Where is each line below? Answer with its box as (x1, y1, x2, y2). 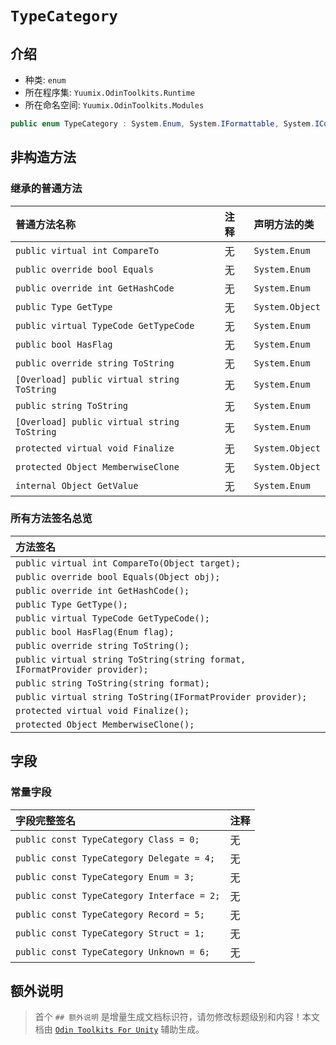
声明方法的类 (253, 217, 315, 231)
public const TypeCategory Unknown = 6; (15, 946, 210, 957)
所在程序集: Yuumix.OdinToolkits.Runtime (24, 87, 196, 98)
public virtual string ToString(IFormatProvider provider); (15, 691, 308, 702)
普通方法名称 (15, 217, 77, 231)
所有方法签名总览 (10, 512, 93, 526)
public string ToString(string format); (15, 677, 210, 689)
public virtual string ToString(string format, (15, 653, 247, 665)
